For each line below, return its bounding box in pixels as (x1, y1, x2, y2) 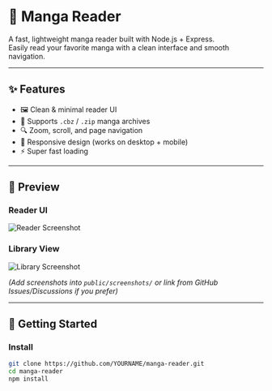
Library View (8, 243, 60, 255)
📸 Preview (8, 180, 60, 194)
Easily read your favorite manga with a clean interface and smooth (8, 42, 230, 52)
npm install (8, 375, 49, 384)
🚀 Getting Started (8, 317, 98, 331)
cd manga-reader (8, 367, 63, 376)
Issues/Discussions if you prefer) (8, 286, 119, 295)
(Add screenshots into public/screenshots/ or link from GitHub (8, 277, 219, 287)
